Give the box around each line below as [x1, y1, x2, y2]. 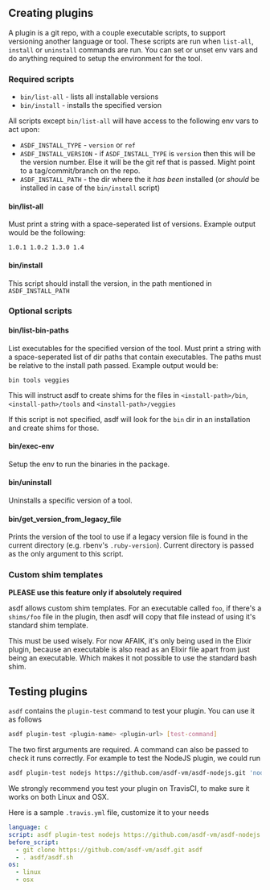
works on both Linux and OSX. [8, 793, 109, 802]
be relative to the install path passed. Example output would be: [8, 360, 219, 370]
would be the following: [8, 228, 86, 238]
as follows [8, 714, 43, 724]
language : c [8, 823, 48, 832]
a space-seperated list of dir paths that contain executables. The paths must [8, 352, 262, 362]
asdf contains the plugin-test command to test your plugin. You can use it [8, 706, 256, 716]
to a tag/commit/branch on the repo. [19, 166, 141, 176]
